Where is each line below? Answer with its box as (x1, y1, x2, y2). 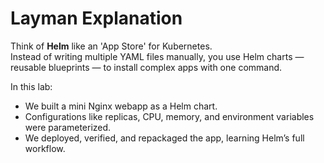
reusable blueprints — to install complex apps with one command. (10, 61, 283, 73)
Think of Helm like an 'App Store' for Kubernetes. (10, 40, 213, 52)
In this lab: (10, 80, 53, 92)
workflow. (24, 142, 66, 154)
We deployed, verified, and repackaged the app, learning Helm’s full (24, 132, 305, 144)
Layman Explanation (10, 7, 183, 30)
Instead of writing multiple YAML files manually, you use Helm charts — (10, 50, 305, 62)
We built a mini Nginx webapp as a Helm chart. (24, 100, 218, 112)
